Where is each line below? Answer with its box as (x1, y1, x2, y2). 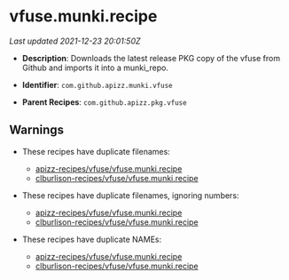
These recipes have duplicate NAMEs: (21, 234, 162, 244)
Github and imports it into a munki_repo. (21, 62, 168, 73)
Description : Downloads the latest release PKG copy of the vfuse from (21, 52, 281, 63)
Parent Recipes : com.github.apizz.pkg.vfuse (21, 96, 188, 108)
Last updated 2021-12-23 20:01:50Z (9, 36, 141, 46)
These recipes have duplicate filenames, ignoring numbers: (21, 189, 239, 201)
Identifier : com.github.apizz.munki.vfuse (21, 79, 173, 90)
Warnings (9, 123, 65, 138)
